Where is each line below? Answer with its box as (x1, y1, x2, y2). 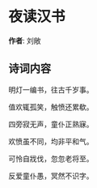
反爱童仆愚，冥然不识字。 (8, 171, 94, 181)
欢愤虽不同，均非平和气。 (8, 136, 94, 146)
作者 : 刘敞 (8, 36, 41, 45)
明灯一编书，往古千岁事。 (8, 84, 94, 94)
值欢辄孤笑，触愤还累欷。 (8, 102, 94, 112)
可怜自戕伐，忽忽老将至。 (8, 153, 94, 163)
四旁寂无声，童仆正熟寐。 (8, 119, 94, 129)
